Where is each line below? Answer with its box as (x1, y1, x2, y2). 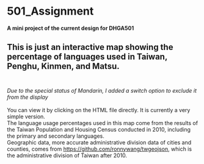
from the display (7, 93, 48, 101)
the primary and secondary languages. (7, 132, 104, 140)
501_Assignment (7, 4, 94, 18)
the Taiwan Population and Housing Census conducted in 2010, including (7, 126, 191, 133)
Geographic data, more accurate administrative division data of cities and (7, 138, 192, 146)
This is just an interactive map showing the (7, 42, 173, 52)
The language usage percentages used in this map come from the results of (7, 119, 198, 126)
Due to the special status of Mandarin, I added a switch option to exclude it (7, 87, 197, 94)
